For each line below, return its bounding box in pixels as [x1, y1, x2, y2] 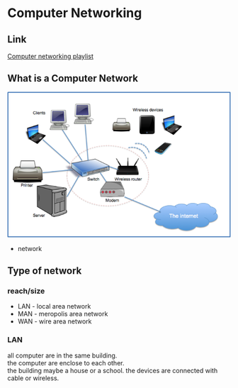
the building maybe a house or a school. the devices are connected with [7, 366, 218, 375]
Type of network [7, 265, 82, 277]
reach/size [7, 286, 45, 296]
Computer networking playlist [7, 52, 94, 60]
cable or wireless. [7, 374, 59, 382]
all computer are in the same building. [7, 351, 118, 360]
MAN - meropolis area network [17, 310, 108, 318]
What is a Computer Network [7, 72, 138, 84]
